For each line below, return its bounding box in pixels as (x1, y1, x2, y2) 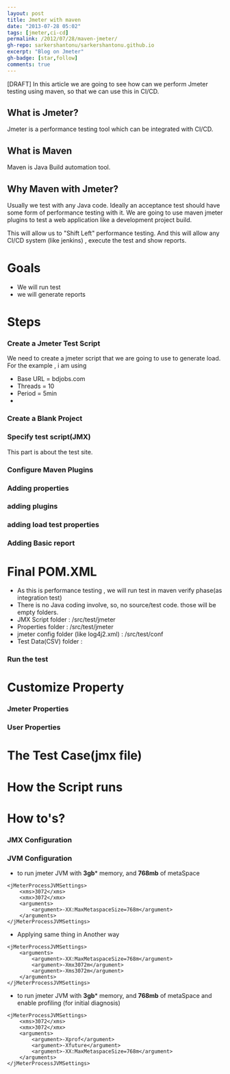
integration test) (16, 594, 63, 602)
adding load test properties (7, 520, 99, 530)
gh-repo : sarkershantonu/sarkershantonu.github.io (7, 42, 155, 49)
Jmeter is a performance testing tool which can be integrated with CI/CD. (7, 125, 214, 134)
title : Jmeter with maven (7, 16, 81, 23)
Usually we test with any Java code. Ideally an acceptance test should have (7, 202, 220, 210)
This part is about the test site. (7, 448, 93, 456)
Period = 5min (16, 389, 57, 398)
